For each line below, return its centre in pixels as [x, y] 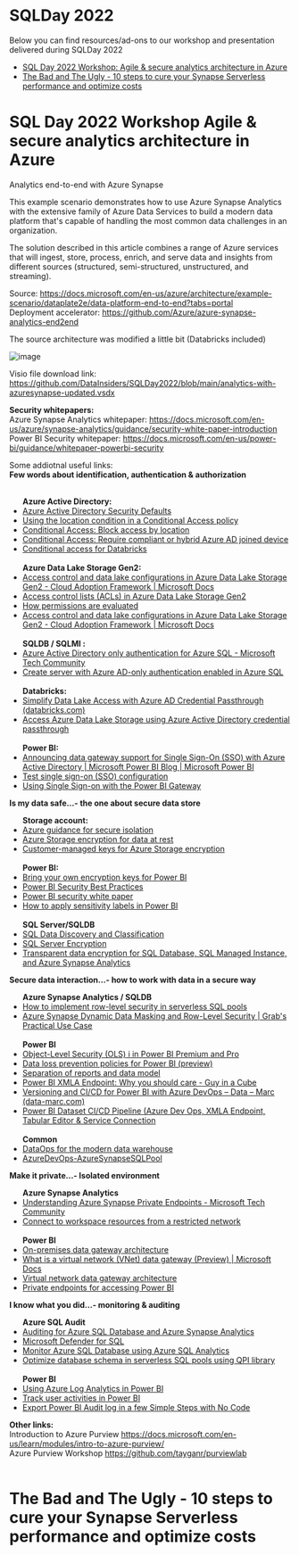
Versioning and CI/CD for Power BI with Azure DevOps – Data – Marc [148, 1092]
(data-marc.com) [54, 1101]
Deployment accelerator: [55, 312]
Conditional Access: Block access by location [106, 529]
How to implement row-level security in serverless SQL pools [135, 1006]
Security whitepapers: [52, 409]
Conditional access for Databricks [84, 549]
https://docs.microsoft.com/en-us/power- [199, 438]
